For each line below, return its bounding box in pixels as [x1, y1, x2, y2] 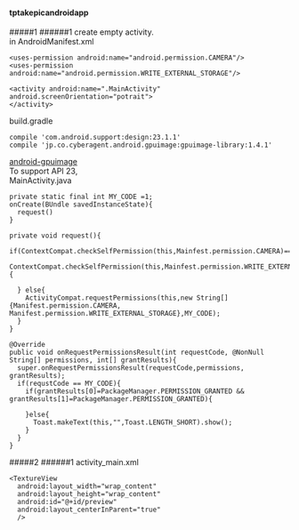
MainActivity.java [9, 175, 72, 186]
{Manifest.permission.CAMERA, [9, 301, 122, 310]
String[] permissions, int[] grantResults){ [9, 356, 177, 365]
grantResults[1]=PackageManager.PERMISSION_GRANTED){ [9, 395, 214, 404]
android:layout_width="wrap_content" [17, 482, 158, 491]
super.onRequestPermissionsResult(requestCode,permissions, [17, 364, 245, 373]
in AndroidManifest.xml [9, 36, 94, 47]
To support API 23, [9, 165, 78, 177]
